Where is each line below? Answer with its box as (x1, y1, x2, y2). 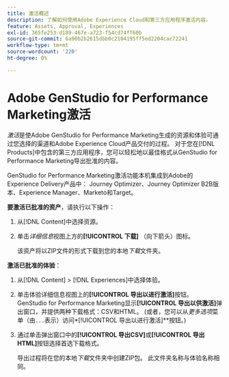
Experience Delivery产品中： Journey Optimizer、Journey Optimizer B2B (7, 180, 213, 188)
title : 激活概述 (7, 10, 49, 17)
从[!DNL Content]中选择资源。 (16, 217, 102, 226)
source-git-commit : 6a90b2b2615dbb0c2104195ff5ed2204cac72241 (7, 36, 188, 42)
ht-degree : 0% (7, 55, 48, 62)
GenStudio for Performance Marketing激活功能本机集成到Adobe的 (7, 171, 193, 179)
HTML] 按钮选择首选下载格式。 (16, 339, 103, 347)
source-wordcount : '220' (7, 49, 78, 56)
